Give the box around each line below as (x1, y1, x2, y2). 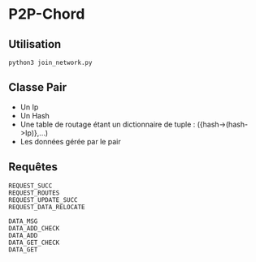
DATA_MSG (8, 217, 38, 225)
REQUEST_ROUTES (8, 188, 60, 197)
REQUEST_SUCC (8, 182, 53, 190)
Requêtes (8, 160, 59, 174)
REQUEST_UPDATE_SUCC (8, 195, 79, 204)
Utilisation (8, 37, 62, 51)
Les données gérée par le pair (20, 136, 121, 146)
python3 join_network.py (8, 58, 93, 67)
